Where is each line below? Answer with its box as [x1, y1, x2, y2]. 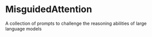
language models [5, 25, 42, 31]
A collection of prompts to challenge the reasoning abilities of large [5, 20, 147, 26]
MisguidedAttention [5, 4, 92, 15]
